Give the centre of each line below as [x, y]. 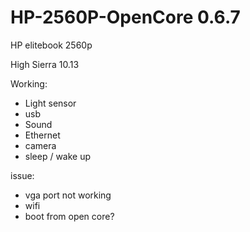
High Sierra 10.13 [45, 64]
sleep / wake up [58, 156]
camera [40, 145]
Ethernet [42, 135]
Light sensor [50, 103]
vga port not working [68, 195]
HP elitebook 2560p [51, 45]
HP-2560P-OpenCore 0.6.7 [125, 17]
